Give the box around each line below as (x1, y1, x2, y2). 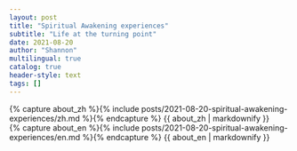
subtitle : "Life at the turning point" (9, 29, 157, 38)
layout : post (9, 12, 58, 22)
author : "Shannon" (9, 46, 77, 55)
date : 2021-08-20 (9, 37, 74, 47)
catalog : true (9, 63, 62, 72)
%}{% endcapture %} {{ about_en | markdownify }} (82, 131, 270, 142)
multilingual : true (9, 54, 82, 63)
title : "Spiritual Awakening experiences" (9, 21, 169, 30)
